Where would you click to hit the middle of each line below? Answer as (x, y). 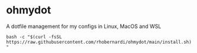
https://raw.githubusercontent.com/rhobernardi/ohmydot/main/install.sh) (99, 42)
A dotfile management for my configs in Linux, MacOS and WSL (84, 26)
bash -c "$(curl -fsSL (34, 37)
